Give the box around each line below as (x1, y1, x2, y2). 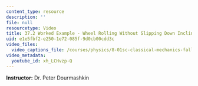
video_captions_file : (11, 47, 65, 53)
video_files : (6, 42, 38, 48)
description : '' (6, 14, 46, 20)
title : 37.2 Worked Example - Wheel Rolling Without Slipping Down (6, 31, 176, 37)
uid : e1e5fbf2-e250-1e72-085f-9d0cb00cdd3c (6, 36, 115, 42)
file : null (6, 19, 33, 25)
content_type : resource (6, 8, 65, 15)
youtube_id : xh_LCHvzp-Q (11, 58, 72, 64)
